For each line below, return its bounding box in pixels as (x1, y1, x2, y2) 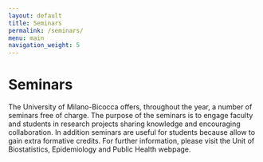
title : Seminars (8, 19, 62, 27)
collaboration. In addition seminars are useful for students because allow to (8, 128, 256, 137)
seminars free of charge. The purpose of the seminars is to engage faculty (8, 111, 253, 121)
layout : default (8, 11, 62, 20)
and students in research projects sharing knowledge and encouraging (8, 119, 241, 128)
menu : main (8, 34, 45, 42)
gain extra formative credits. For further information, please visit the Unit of (8, 136, 255, 146)
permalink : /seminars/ (8, 26, 84, 34)
